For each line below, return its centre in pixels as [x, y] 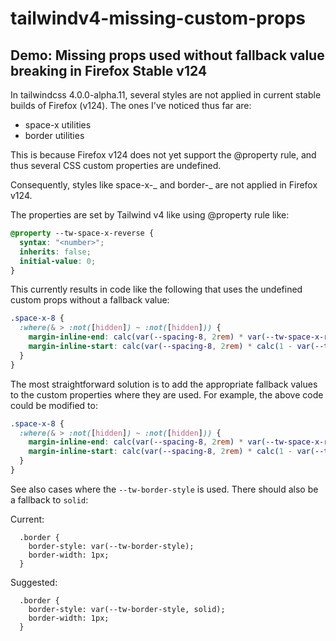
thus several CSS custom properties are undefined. [116, 165]
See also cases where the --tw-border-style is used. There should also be [164, 489]
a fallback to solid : [49, 499]
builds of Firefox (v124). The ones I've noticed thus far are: [131, 105]
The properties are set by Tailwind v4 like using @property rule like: [150, 215]
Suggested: [34, 582]
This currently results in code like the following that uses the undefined [156, 289]
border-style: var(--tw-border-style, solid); [127, 609]
